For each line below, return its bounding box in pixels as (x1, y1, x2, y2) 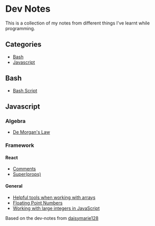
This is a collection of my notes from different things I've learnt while (5, 20, 150, 26)
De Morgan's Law (12, 129, 50, 135)
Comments (12, 166, 36, 172)
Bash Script (12, 87, 37, 93)
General (5, 183, 23, 189)
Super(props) (12, 171, 41, 178)
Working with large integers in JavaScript (12, 205, 100, 211)
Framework (5, 142, 34, 149)
